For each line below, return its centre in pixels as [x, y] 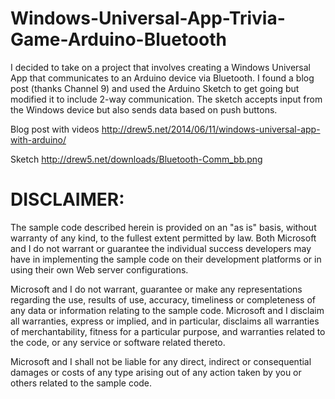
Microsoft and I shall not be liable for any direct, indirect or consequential [161, 361]
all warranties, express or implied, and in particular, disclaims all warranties [165, 321]
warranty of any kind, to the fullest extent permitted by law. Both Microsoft [163, 238]
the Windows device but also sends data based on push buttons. [144, 109]
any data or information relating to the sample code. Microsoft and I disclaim [167, 310]
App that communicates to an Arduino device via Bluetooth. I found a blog [162, 78]
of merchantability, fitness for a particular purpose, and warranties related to [168, 331]
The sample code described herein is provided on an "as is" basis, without [163, 227]
